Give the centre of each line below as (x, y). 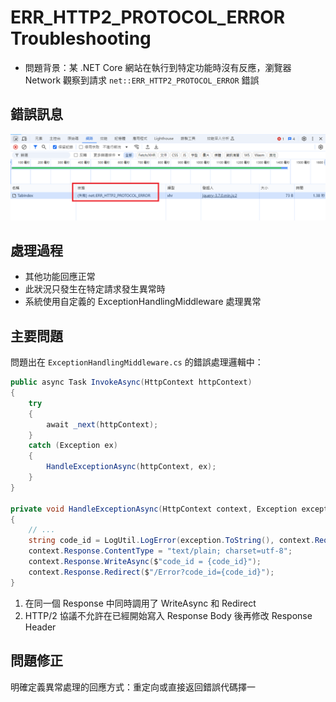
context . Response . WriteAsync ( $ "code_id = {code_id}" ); (145, 562)
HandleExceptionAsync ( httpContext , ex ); (131, 467)
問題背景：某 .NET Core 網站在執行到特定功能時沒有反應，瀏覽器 (158, 67)
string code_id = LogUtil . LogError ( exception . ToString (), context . (171, 541)
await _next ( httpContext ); (102, 424)
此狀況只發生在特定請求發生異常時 (95, 289)
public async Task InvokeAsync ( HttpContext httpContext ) (131, 382)
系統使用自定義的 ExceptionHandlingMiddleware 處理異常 (143, 302)
